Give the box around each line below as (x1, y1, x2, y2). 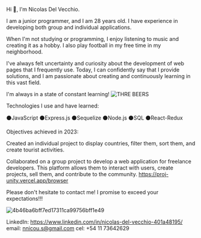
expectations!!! (6, 195, 43, 202)
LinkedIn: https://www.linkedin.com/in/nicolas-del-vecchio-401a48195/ (6, 218, 183, 225)
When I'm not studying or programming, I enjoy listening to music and (6, 35, 179, 42)
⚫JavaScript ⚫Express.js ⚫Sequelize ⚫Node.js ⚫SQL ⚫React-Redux (6, 114, 184, 121)
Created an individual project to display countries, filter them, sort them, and (6, 140, 196, 147)
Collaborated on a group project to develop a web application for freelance (6, 158, 191, 165)
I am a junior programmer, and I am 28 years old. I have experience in (6, 17, 179, 24)
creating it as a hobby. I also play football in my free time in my (6, 42, 161, 49)
